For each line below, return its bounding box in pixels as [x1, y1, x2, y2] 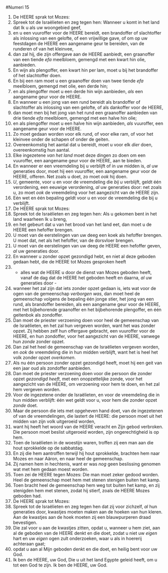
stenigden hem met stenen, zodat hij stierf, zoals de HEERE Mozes [12, 488, 150, 493]
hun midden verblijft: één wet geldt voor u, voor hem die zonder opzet [12, 397, 157, 403]
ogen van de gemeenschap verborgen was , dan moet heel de [12, 291, 140, 297]
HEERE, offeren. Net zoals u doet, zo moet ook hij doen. [12, 174, 128, 179]
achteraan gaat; [12, 541, 45, 546]
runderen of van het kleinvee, [12, 46, 74, 52]
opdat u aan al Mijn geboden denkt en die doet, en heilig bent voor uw [12, 546, 158, 552]
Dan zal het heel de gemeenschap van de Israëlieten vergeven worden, [12, 344, 159, 350]
